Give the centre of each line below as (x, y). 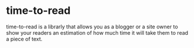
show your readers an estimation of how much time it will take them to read (97, 32)
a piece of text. (24, 39)
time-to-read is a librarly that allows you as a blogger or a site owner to (92, 27)
